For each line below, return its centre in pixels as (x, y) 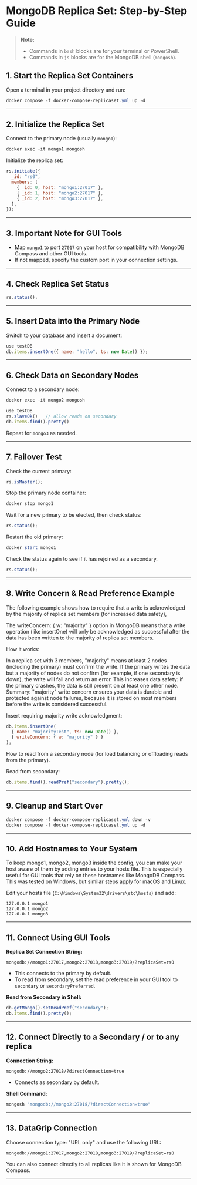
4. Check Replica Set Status (58, 284)
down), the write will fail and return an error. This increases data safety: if (95, 679)
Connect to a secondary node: (43, 389)
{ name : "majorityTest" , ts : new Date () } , (65, 732)
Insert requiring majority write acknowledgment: (64, 715)
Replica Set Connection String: (45, 952)
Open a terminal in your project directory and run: (66, 90)
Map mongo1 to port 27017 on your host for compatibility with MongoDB (99, 247)
